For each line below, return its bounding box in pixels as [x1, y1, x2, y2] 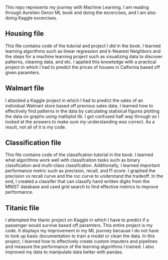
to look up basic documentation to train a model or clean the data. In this [5, 233, 155, 239]
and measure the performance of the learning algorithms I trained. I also [5, 243, 154, 250]
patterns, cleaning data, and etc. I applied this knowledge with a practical [5, 59, 156, 65]
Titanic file [5, 203, 40, 212]
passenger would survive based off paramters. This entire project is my [5, 222, 153, 228]
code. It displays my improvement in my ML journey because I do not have [5, 228, 159, 234]
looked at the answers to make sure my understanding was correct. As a [5, 118, 155, 124]
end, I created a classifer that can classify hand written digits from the [5, 178, 150, 185]
